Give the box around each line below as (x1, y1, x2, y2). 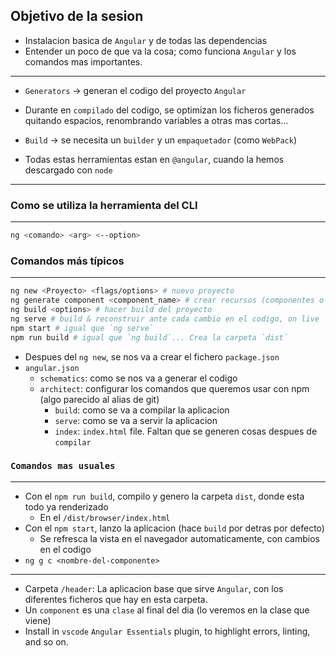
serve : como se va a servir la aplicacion (54, 414, 218, 426)
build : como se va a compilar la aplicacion (54, 404, 230, 416)
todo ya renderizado (24, 500, 109, 513)
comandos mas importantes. (24, 55, 143, 68)
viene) (24, 614, 52, 626)
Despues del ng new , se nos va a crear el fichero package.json (24, 350, 280, 363)
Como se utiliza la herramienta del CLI (10, 198, 198, 212)
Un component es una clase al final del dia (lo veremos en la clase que (24, 604, 310, 616)
